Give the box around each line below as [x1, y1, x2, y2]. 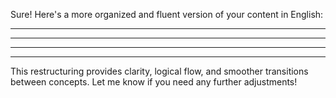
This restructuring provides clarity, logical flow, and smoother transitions [10, 65, 309, 77]
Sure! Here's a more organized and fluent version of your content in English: [10, 9, 324, 20]
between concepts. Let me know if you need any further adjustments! [10, 76, 298, 88]
